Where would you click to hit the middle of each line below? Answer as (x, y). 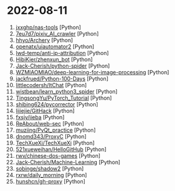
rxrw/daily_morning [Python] (51, 175)
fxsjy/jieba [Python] (40, 117)
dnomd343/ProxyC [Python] (51, 136)
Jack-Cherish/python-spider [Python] (63, 66)
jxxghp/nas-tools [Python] (48, 27)
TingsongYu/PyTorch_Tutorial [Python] (64, 98)
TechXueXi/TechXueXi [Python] (55, 143)
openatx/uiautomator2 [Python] (55, 47)
